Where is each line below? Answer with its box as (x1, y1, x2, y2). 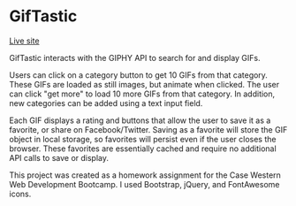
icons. (9, 188, 32, 199)
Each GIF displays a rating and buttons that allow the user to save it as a (9, 115, 271, 126)
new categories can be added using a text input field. (9, 97, 203, 108)
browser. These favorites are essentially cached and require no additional (9, 143, 277, 154)
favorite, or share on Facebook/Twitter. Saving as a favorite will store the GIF (9, 124, 288, 134)
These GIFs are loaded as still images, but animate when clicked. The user (9, 79, 280, 89)
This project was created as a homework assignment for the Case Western (9, 170, 281, 180)
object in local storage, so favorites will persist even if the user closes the (9, 134, 277, 144)
